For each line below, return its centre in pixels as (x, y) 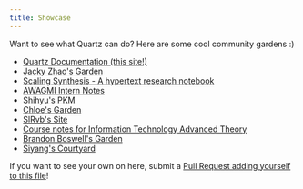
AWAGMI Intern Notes (63, 90)
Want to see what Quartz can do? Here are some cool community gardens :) (152, 44)
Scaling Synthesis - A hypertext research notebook (118, 80)
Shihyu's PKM (49, 100)
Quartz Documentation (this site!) (85, 61)
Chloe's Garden (52, 109)
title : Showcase (40, 18)
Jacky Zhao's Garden (63, 71)
